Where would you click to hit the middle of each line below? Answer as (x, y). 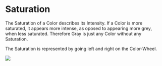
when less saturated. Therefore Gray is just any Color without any (73, 33)
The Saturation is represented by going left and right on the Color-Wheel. (81, 48)
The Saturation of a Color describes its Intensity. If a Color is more (74, 23)
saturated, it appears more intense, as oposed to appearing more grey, (79, 28)
